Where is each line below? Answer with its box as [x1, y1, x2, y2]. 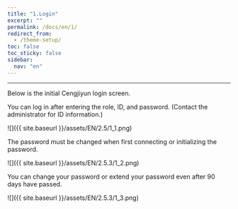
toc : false [7, 43, 40, 50]
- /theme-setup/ [13, 37, 62, 44]
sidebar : [7, 56, 33, 64]
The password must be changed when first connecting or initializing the [7, 137, 217, 145]
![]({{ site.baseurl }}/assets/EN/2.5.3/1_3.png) [7, 193, 140, 202]
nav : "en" [13, 63, 42, 70]
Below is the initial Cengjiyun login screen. [7, 89, 131, 97]
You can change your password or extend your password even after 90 [7, 172, 215, 181]
